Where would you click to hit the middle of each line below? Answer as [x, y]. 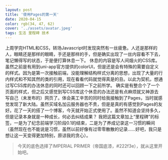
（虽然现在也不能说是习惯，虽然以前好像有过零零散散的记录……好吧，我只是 [83, 129]
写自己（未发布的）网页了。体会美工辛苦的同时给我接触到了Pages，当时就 [82, 98]
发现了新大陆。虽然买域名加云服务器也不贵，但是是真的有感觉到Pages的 [84, 104]
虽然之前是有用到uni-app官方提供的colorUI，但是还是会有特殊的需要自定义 [82, 66]
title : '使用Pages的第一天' [32, 14]
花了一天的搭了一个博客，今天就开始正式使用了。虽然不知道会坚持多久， [88, 110]
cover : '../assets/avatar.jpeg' [39, 28]
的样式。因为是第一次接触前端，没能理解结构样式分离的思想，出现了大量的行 [84, 73]
